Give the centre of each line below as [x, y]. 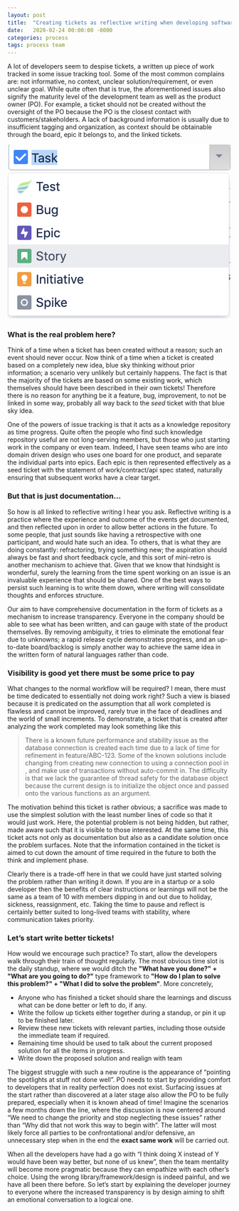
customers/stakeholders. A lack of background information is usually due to [118, 120]
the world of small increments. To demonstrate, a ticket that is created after [118, 719]
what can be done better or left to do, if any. [82, 1005]
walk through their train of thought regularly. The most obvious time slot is [116, 961]
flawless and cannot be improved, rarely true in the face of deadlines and [115, 711]
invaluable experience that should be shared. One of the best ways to [109, 580]
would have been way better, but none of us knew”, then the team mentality [118, 1162]
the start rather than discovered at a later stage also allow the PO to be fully [118, 1095]
